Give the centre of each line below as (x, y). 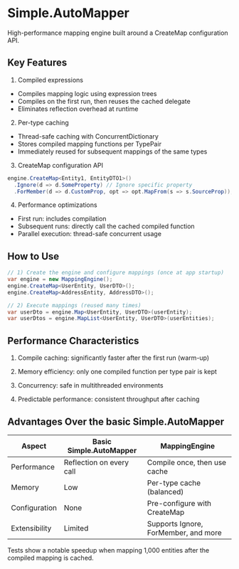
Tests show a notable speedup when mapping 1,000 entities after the (108, 550)
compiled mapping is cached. (51, 558)
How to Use (33, 256)
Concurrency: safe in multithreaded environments (90, 385)
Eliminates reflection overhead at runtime (78, 109)
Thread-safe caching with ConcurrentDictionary (88, 136)
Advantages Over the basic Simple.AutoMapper (116, 421)
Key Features (37, 63)
